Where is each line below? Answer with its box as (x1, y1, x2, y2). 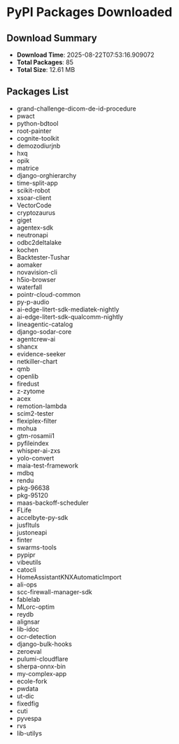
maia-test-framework (16, 461, 78, 470)
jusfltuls (16, 521, 40, 529)
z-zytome (16, 386, 45, 395)
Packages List (6, 85, 69, 98)
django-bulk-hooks (16, 640, 73, 648)
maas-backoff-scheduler (16, 498, 89, 507)
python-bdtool (16, 119, 59, 127)
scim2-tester (16, 409, 54, 417)
